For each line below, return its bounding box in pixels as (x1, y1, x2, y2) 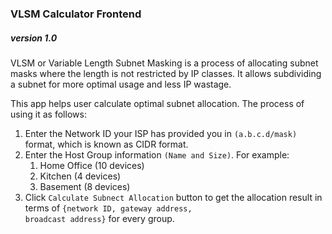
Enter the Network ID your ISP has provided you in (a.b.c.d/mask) (24, 127, 298, 139)
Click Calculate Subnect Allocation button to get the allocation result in (24, 191, 323, 203)
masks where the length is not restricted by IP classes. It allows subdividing (10, 67, 322, 79)
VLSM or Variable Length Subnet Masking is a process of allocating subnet (10, 57, 319, 69)
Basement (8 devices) (39, 180, 131, 192)
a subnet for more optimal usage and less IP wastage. (10, 78, 232, 90)
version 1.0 (10, 32, 58, 44)
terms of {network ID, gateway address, (24, 202, 193, 214)
